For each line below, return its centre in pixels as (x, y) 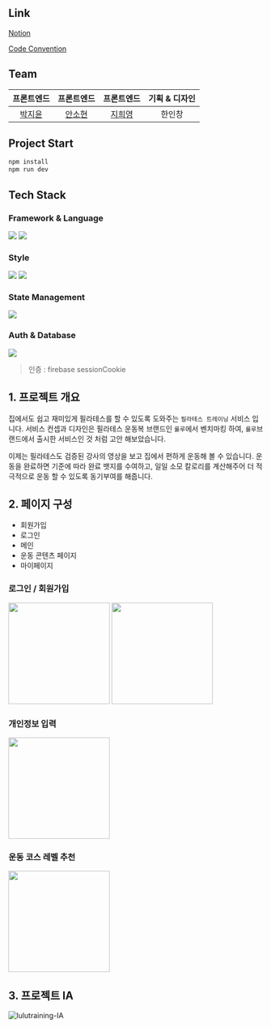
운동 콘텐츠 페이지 (48, 555)
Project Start (41, 144)
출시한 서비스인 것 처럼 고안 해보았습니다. (101, 439)
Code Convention (38, 49)
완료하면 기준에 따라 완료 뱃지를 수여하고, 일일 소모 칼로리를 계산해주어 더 (139, 466)
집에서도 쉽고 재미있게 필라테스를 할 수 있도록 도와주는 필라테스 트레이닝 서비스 (129, 418)
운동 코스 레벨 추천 (42, 857)
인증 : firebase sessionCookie (77, 369)
